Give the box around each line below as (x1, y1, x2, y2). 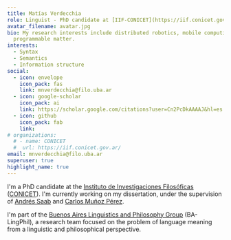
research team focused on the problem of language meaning (40, 217, 212, 226)
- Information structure (13, 61, 85, 68)
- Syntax (13, 49, 38, 56)
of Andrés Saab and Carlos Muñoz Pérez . (7, 197, 124, 205)
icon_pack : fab (19, 118, 63, 126)
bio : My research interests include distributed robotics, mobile (7, 29, 201, 36)
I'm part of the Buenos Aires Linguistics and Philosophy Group (7, 210, 184, 219)
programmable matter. (13, 36, 76, 43)
